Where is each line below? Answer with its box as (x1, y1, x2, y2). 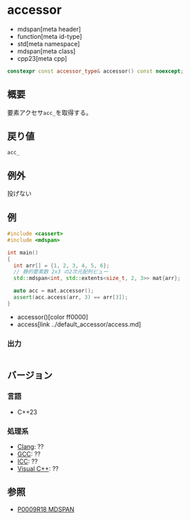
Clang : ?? (17, 443, 44, 451)
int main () (7, 249, 39, 256)
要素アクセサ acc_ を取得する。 (7, 108, 92, 116)
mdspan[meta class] (17, 47, 76, 55)
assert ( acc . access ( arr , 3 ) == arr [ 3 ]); (13, 294, 129, 301)
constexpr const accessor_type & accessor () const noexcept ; (7, 68, 184, 75)
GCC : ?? (17, 450, 41, 458)
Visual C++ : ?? (17, 465, 59, 473)
